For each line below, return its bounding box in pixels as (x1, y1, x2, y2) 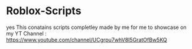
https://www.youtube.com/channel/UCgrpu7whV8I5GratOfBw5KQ (6, 36, 167, 43)
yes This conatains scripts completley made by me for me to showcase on (6, 24, 187, 31)
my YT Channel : (6, 30, 47, 37)
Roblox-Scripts (6, 4, 82, 18)
